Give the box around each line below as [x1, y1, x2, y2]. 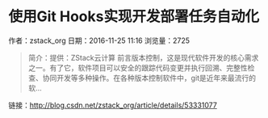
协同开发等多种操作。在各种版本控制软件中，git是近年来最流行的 [42, 73, 257, 82]
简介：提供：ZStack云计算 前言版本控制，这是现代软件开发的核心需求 [27, 53, 259, 62]
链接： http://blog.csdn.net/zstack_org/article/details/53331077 [8, 100, 218, 110]
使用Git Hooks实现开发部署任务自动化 [8, 7, 260, 26]
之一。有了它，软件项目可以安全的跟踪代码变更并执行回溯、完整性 [27, 62, 248, 73]
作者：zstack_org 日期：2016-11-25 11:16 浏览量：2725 [8, 36, 191, 45]
